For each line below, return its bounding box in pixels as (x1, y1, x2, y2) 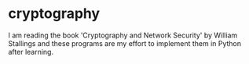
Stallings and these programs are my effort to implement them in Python (8, 38, 242, 48)
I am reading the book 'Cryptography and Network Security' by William (8, 30, 238, 40)
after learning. (8, 47, 53, 56)
